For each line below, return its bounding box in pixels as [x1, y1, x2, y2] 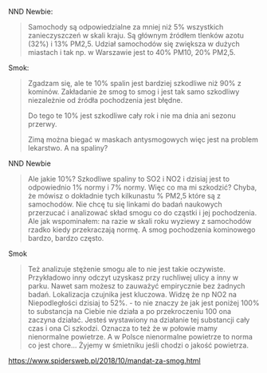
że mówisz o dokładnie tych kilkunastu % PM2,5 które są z [27, 191, 222, 200]
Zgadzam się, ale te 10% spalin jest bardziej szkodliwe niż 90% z [27, 79, 241, 88]
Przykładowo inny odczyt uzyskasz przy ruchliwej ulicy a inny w [27, 273, 239, 282]
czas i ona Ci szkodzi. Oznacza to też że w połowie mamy [27, 324, 218, 333]
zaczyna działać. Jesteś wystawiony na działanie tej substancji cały [27, 315, 250, 324]
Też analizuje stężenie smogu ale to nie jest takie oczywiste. [27, 265, 226, 273]
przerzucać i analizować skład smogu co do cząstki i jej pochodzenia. [27, 208, 257, 218]
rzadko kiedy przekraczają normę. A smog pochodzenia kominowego [27, 225, 256, 234]
